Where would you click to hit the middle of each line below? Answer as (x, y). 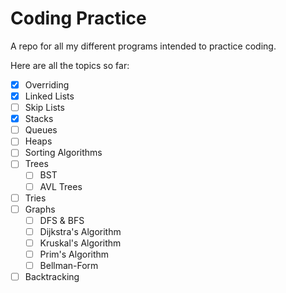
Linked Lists (49, 96)
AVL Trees (61, 186)
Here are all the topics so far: (70, 65)
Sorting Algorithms (63, 153)
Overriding (47, 84)
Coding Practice (78, 18)
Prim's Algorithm (74, 254)
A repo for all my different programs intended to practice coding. (143, 46)
